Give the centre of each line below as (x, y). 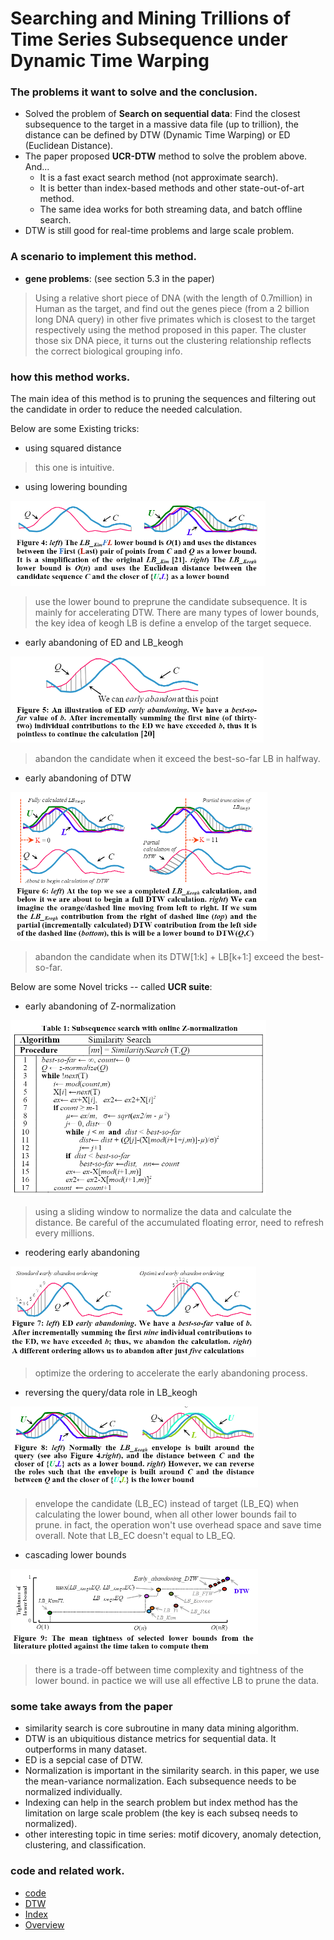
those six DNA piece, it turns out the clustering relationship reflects (173, 340)
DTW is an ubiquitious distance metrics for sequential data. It (150, 1739)
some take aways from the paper (91, 1706)
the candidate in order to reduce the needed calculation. (126, 409)
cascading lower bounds (75, 1555)
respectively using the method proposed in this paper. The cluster (170, 329)
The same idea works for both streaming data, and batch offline (171, 209)
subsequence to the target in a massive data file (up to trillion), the (161, 124)
